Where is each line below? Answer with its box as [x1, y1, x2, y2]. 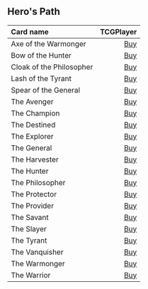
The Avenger [11, 96, 54, 106]
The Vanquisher [11, 247, 64, 257]
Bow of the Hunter [11, 50, 72, 60]
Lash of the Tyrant [11, 73, 72, 83]
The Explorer [11, 131, 55, 141]
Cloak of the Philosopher [11, 62, 93, 72]
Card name [11, 26, 50, 36]
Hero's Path [7, 6, 60, 18]
